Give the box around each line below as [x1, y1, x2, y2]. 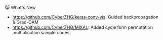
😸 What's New [5, 5, 36, 10]
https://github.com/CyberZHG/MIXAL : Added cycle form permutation [12, 24, 153, 30]
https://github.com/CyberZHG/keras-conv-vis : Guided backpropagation [12, 14, 159, 20]
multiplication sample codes [12, 30, 70, 35]
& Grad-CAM [12, 20, 39, 25]
